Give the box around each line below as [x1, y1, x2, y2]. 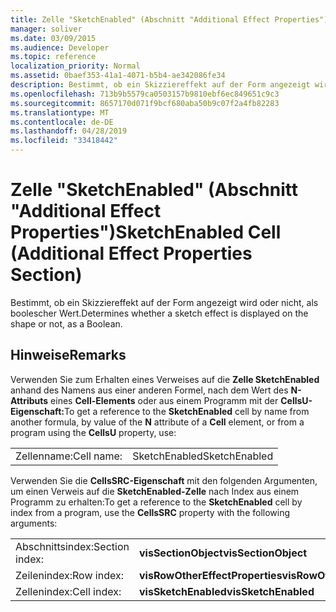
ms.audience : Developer [10, 42, 110, 53]
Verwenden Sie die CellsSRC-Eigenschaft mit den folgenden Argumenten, [10, 474, 318, 486]
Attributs [10, 394, 49, 406]
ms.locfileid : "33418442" [10, 136, 118, 146]
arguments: [10, 517, 58, 529]
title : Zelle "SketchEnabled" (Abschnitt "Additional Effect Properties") [10, 14, 329, 25]
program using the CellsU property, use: [10, 426, 177, 438]
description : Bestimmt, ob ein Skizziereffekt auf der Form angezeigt [10, 80, 311, 90]
